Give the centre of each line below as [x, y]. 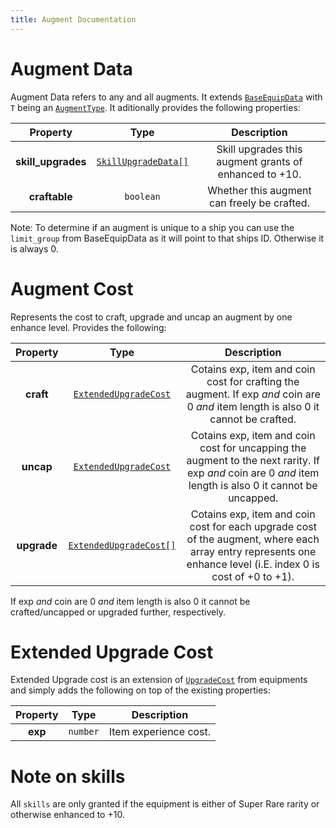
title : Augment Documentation [73, 19]
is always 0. [34, 248]
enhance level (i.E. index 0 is [253, 564]
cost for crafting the [253, 381]
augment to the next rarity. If [253, 460]
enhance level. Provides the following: [88, 327]
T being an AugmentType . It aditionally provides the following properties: [155, 107]
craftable [50, 196]
